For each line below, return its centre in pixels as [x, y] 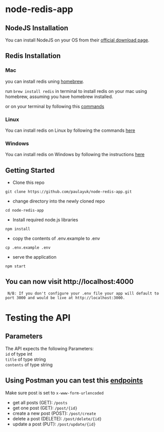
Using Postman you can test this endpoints [74, 381]
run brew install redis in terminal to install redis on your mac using [76, 91]
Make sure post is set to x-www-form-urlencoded [54, 393]
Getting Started [30, 170]
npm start [16, 266]
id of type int [19, 354]
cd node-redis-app [24, 211]
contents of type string [29, 364]
